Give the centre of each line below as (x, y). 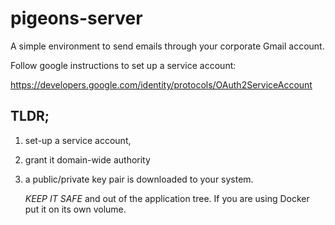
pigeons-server (76, 18)
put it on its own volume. (75, 209)
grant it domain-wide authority (87, 159)
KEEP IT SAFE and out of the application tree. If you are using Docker (167, 198)
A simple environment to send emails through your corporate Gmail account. (167, 46)
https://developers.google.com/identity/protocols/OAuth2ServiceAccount (161, 84)
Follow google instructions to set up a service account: (123, 65)
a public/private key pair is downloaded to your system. (139, 179)
